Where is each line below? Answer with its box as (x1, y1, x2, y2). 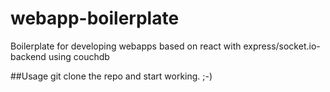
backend (10, 50, 47, 62)
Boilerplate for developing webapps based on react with (10, 40, 242, 52)
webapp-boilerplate (10, 7, 180, 30)
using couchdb (48, 50, 110, 62)
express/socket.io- (243, 40, 321, 52)
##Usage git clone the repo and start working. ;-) (10, 70, 213, 82)
